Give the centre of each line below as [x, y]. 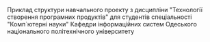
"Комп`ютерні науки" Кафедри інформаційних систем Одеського [102, 24]
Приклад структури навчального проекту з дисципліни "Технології [105, 10]
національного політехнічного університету [71, 31]
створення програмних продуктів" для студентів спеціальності [100, 17]
